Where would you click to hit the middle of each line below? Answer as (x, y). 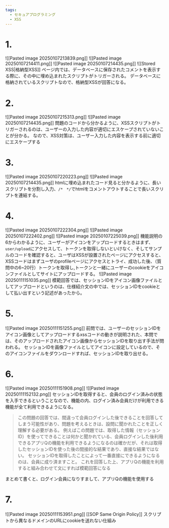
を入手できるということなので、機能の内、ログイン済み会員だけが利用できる (84, 400)
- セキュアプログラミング (33, 15)
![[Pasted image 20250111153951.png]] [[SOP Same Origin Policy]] (74, 514)
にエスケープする (23, 142)
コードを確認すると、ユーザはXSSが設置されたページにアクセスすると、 (89, 255)
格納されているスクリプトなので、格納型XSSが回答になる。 (67, 82)
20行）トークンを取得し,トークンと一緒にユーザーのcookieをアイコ (94, 268)
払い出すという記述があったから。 (49, 293)
